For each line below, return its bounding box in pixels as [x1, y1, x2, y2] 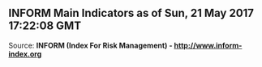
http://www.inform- [174, 40, 243, 50]
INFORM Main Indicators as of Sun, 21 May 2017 [8, 6, 254, 20]
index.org [8, 48, 42, 59]
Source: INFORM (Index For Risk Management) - [8, 40, 173, 50]
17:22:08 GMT [8, 19, 82, 33]
